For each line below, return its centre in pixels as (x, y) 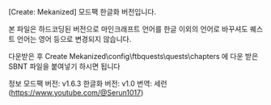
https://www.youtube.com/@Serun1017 (76, 92)
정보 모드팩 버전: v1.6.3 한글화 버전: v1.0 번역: (80, 84)
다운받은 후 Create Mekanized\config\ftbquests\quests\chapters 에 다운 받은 (133, 56)
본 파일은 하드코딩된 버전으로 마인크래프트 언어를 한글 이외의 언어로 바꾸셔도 (128, 29)
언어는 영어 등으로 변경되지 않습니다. (74, 39)
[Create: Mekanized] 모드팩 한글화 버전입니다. (83, 12)
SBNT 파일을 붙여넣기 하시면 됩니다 (64, 66)
